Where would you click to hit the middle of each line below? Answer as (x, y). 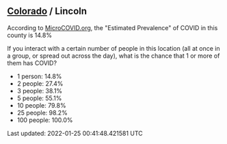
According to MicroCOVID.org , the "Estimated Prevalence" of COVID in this (112, 27)
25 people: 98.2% (42, 112)
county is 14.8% (30, 35)
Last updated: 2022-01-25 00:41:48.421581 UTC (75, 133)
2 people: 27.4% (40, 83)
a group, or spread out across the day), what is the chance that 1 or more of (113, 56)
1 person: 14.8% (39, 76)
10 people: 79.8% (41, 105)
